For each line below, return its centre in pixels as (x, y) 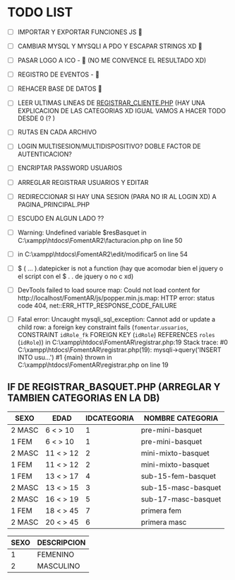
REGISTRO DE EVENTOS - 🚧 (59, 74)
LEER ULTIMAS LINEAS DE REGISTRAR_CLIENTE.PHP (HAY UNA (112, 103)
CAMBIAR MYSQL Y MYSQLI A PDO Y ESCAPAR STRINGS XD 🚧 (110, 46)
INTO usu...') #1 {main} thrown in (65, 357)
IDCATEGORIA (110, 418)
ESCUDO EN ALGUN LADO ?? (61, 218)
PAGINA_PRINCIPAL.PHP (54, 204)
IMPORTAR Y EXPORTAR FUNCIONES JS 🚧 (80, 32)
